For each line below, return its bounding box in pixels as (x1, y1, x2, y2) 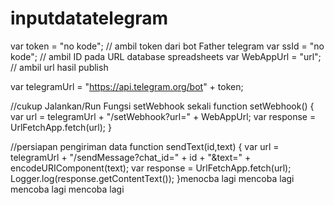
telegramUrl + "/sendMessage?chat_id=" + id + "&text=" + (10, 151, 252, 163)
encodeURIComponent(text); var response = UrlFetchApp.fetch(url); (10, 162, 292, 174)
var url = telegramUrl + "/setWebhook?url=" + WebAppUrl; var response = (10, 110, 317, 122)
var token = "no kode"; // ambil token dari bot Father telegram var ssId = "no (10, 40, 325, 52)
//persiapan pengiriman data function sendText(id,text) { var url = (10, 140, 280, 152)
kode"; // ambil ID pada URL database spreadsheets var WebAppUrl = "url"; (10, 50, 322, 62)
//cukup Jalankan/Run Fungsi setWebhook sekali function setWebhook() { (10, 100, 315, 112)
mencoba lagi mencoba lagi (10, 183, 125, 195)
